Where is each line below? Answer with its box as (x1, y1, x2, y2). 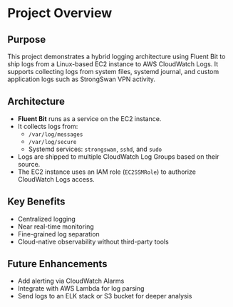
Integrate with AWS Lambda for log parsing (17, 284, 145, 293)
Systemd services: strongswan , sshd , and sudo (28, 145, 162, 153)
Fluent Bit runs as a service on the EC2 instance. (17, 114, 162, 123)
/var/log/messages (28, 130, 83, 138)
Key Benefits (7, 196, 66, 208)
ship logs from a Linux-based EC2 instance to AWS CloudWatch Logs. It (7, 60, 219, 68)
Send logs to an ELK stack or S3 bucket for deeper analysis (17, 292, 192, 301)
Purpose (7, 33, 46, 46)
